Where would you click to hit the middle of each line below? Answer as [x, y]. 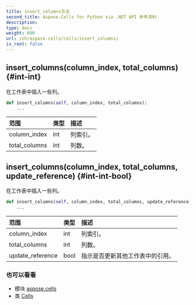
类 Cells [24, 296]
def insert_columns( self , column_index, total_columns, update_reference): [100, 202]
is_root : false [24, 44]
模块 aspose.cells [35, 289]
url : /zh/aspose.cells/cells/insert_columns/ [62, 39]
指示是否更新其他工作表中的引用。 [128, 256]
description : [22, 22]
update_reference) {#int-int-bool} [69, 176]
